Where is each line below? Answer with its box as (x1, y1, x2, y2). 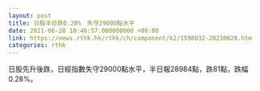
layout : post (8, 11, 52, 20)
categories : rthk (8, 42, 66, 49)
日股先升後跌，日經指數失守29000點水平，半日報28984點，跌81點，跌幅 (8, 65, 249, 74)
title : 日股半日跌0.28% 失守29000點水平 (8, 19, 135, 27)
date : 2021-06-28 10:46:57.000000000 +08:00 (8, 26, 159, 34)
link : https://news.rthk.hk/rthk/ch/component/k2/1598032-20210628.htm (8, 34, 252, 42)
